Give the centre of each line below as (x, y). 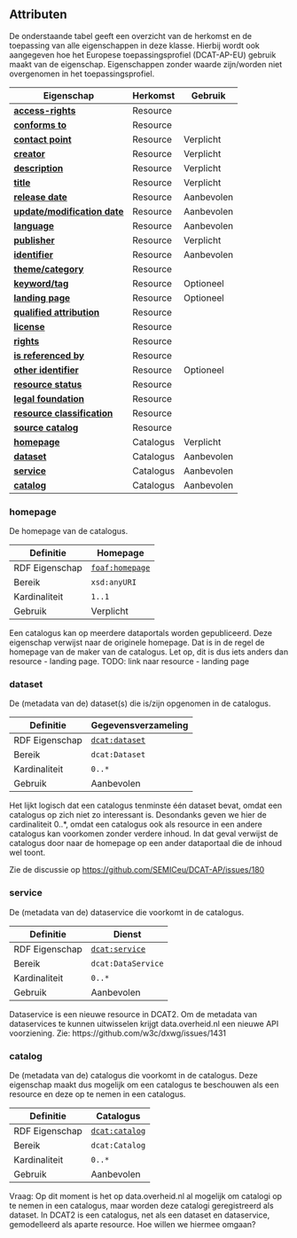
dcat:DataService (127, 963)
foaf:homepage (121, 568)
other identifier (47, 370)
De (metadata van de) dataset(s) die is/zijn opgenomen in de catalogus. (140, 703)
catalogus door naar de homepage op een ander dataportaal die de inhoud (145, 843)
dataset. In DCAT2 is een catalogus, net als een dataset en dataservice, (140, 1215)
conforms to (40, 125)
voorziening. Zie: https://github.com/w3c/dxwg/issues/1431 (118, 1033)
